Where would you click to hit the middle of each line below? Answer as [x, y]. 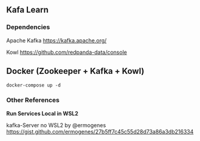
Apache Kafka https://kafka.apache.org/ [57, 40]
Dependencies [28, 27]
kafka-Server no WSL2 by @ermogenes [56, 125]
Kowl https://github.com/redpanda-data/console [67, 52]
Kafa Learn [27, 10]
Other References [33, 100]
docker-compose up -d [34, 85]
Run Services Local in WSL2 [42, 113]
